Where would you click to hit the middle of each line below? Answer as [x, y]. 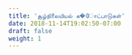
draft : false [30, 31]
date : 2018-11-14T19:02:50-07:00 [65, 23]
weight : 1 [25, 38]
